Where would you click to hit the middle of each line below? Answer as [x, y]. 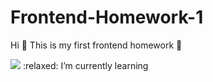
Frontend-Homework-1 [107, 17]
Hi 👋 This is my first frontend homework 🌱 [96, 45]
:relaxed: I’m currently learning [85, 65]
